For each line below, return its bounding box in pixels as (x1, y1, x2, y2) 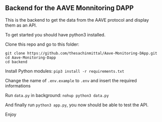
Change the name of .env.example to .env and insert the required (5, 77, 137, 83)
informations (5, 83, 31, 89)
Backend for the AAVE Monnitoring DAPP (5, 4, 134, 12)
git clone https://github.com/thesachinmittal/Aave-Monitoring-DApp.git (5, 51, 158, 56)
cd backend (5, 59, 28, 64)
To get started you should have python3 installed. (5, 31, 106, 37)
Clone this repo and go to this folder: (5, 41, 80, 47)
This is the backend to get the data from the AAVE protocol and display (5, 17, 149, 23)
